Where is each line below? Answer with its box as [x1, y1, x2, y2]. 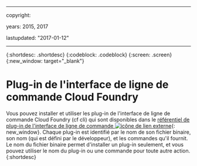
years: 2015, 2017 [6, 23, 49, 30]
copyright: [6, 12, 31, 18]
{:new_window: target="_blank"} [6, 57, 85, 65]
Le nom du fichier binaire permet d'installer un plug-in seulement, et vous [6, 141, 184, 148]
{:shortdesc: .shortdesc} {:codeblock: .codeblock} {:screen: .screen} [6, 51, 172, 58]
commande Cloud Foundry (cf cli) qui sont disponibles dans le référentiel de [6, 116, 190, 123]
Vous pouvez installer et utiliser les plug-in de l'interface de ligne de [6, 110, 171, 117]
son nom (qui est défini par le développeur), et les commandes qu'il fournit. [6, 134, 188, 141]
